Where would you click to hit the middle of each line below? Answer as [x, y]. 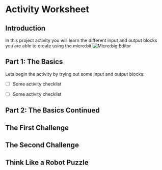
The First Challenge [37, 127]
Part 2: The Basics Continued [53, 110]
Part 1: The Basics [34, 62]
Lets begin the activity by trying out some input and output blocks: [75, 74]
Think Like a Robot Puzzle [47, 162]
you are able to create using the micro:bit [48, 46]
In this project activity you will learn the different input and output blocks [81, 40]
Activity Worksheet [47, 9]
